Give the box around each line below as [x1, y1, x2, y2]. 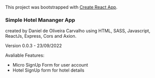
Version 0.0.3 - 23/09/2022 [5, 43, 62, 49]
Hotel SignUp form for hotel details [12, 67, 84, 74]
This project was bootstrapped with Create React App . [5, 4, 118, 10]
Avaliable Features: [5, 52, 45, 59]
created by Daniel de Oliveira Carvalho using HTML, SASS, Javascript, [5, 28, 150, 34]
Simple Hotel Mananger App [5, 16, 75, 23]
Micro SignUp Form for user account [12, 62, 88, 68]
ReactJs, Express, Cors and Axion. [5, 33, 77, 39]
